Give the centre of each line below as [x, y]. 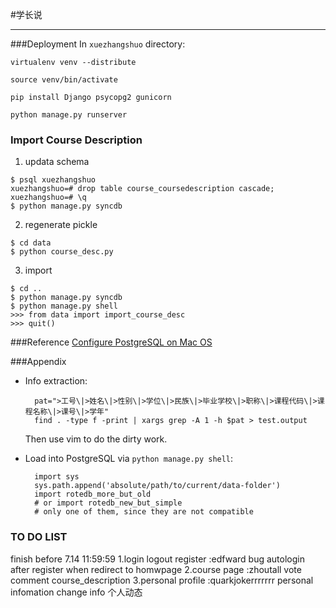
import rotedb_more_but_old [93, 494]
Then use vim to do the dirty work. [96, 439]
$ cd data [31, 243]
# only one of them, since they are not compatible [144, 512]
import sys [57, 477]
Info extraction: [56, 381]
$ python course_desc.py [62, 252]
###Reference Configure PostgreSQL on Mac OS [111, 342]
